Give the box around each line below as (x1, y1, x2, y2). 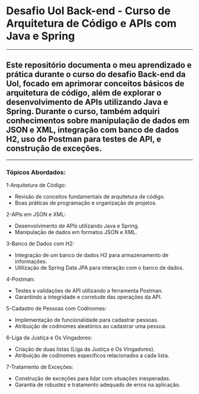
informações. (14, 258, 47, 265)
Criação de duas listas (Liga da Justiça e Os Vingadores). (14, 345, 155, 353)
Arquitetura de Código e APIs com (6, 17, 176, 30)
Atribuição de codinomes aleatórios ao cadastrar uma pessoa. (14, 323, 167, 330)
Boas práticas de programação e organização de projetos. (14, 200, 157, 207)
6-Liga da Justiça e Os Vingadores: (6, 334, 93, 341)
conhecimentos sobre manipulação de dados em (6, 116, 190, 126)
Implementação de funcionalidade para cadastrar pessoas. (14, 316, 159, 323)
